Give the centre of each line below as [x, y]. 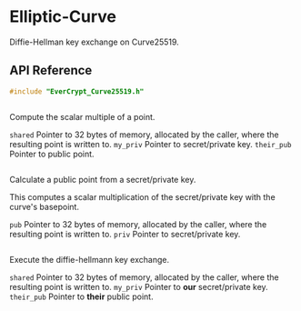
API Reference [51, 70]
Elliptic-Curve [63, 17]
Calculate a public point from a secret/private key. [103, 179]
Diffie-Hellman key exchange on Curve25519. [94, 42]
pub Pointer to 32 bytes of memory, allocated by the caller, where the [138, 224]
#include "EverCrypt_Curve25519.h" [77, 91]
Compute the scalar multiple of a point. [82, 116]
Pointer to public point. [52, 154]
